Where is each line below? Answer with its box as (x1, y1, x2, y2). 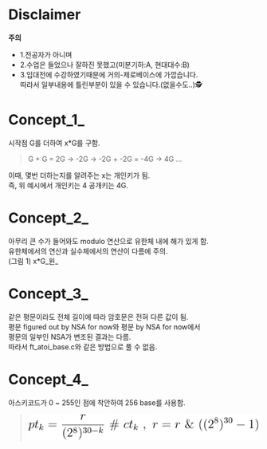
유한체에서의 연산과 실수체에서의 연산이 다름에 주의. (8, 246, 168, 256)
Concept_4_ (8, 370, 89, 388)
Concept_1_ (8, 111, 85, 129)
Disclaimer (8, 6, 81, 24)
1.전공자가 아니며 (19, 49, 73, 59)
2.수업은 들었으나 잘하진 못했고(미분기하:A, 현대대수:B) (19, 60, 190, 69)
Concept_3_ (8, 285, 88, 302)
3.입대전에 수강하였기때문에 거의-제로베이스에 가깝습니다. (19, 69, 198, 79)
